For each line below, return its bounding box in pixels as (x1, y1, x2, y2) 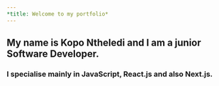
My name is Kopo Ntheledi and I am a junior (6, 37, 201, 49)
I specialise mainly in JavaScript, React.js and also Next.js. (6, 69, 213, 79)
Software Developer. (6, 48, 100, 60)
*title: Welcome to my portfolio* (6, 10, 109, 18)
